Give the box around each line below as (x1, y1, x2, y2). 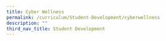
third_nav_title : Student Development (6, 25, 105, 32)
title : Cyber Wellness (6, 8, 64, 15)
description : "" (6, 20, 48, 26)
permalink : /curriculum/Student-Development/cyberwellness (6, 14, 160, 20)
